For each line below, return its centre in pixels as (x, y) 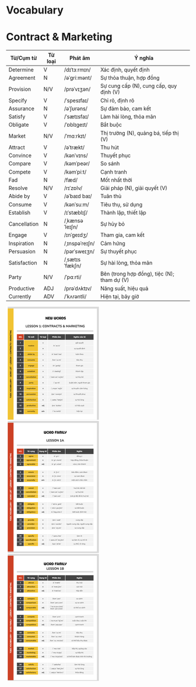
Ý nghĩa (143, 58)
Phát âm (80, 58)
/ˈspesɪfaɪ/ (76, 100)
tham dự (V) (115, 280)
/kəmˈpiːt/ (75, 172)
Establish (20, 212)
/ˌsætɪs (72, 260)
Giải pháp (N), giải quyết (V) (134, 188)
